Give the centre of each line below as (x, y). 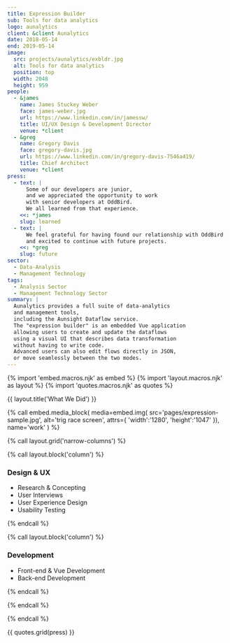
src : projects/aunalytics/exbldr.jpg (69, 59)
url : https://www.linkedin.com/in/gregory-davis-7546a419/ (108, 157)
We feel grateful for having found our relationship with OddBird (124, 235)
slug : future (39, 254)
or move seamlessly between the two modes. (78, 358)
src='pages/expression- (184, 412)
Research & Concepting (51, 488)
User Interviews (40, 495)
